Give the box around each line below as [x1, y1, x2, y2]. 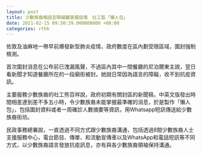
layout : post [6, 8, 39, 15]
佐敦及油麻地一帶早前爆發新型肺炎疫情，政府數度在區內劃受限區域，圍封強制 [6, 43, 196, 50]
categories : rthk [6, 25, 50, 32]
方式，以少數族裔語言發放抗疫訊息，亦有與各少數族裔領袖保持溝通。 [6, 141, 175, 149]
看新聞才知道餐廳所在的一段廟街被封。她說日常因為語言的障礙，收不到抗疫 [6, 70, 191, 78]
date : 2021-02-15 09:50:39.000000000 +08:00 [6, 20, 120, 26]
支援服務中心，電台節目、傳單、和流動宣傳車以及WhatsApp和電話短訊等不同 [6, 134, 195, 141]
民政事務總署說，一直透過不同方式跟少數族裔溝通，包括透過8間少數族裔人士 [6, 126, 194, 134]
